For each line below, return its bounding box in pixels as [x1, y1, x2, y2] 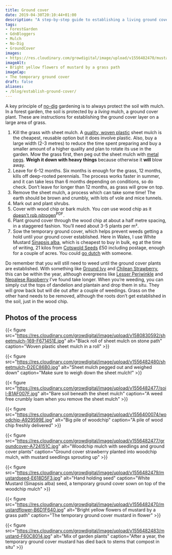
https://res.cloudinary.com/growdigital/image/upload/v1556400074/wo [17, 411, 167, 417]
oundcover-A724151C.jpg [5, 443, 59, 449]
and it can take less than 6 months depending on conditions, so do [12, 178, 154, 184]
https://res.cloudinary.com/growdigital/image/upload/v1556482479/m [17, 469, 165, 475]
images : [5, 50, 22, 55]
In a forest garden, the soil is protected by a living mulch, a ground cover [5, 108, 159, 115]
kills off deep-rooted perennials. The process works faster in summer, [12, 173, 160, 179]
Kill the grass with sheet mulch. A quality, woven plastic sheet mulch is [12, 129, 162, 135]
